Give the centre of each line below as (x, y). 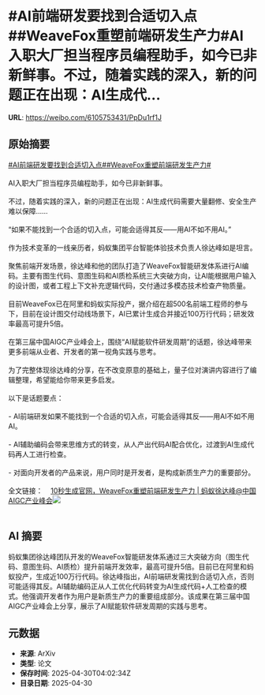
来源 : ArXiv (37, 654)
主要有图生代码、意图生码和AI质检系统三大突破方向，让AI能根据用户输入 (139, 275)
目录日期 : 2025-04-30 (56, 683)
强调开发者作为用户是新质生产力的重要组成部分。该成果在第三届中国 (139, 596)
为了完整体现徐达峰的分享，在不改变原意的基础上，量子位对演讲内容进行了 (129, 370)
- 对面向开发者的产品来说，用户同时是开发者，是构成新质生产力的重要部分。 (132, 472)
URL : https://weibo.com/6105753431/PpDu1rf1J (85, 117)
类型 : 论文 (35, 663)
